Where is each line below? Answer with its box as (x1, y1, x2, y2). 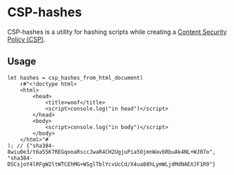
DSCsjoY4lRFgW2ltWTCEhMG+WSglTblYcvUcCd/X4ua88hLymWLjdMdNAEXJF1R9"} (7, 160, 216, 168)
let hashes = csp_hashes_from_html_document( (7, 74, 143, 81)
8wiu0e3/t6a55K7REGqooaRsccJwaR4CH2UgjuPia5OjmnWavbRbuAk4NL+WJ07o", (7, 148, 216, 155)
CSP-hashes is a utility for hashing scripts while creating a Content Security (7, 28, 227, 36)
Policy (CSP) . (7, 35, 46, 43)
